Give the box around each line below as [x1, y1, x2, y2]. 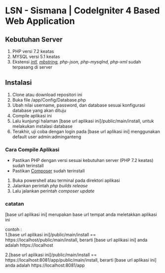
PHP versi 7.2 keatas [12, 49, 54, 54]
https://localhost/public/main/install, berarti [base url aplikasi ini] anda [5, 237, 148, 243]
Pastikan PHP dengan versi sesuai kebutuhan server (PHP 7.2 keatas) [12, 158, 154, 164]
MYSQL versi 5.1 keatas [12, 54, 60, 59]
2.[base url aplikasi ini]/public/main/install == [5, 252, 97, 258]
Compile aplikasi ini [12, 112, 52, 118]
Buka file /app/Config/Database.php [12, 97, 86, 103]
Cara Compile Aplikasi [5, 146, 60, 153]
